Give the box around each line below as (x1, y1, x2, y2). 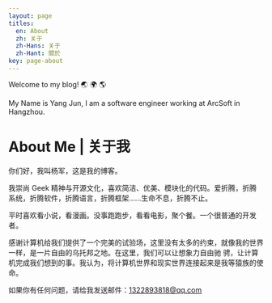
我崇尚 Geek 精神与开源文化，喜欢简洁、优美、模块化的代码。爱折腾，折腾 (8, 183, 257, 192)
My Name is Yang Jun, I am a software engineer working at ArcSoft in (8, 98, 240, 107)
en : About (15, 27, 49, 35)
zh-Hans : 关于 (15, 42, 61, 50)
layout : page (8, 11, 53, 20)
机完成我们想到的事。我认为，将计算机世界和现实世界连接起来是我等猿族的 (8, 258, 257, 267)
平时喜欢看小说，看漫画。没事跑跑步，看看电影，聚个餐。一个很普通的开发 (8, 210, 257, 220)
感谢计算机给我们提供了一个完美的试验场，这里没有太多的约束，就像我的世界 (8, 238, 264, 247)
